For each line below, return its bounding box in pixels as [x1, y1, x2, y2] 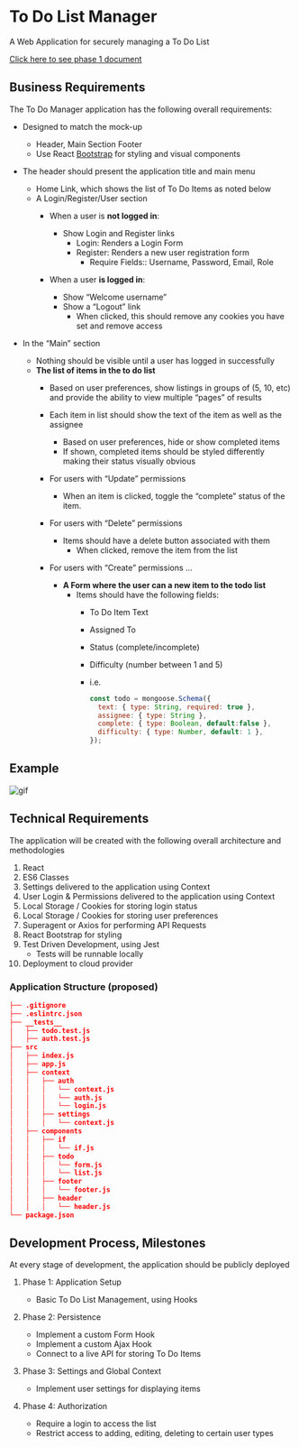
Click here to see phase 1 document [9, 53, 142, 64]
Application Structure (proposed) [9, 981, 159, 993]
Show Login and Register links [62, 227, 176, 238]
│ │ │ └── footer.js [9, 1185, 111, 1194]
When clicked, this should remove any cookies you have [76, 310, 285, 321]
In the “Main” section [22, 337, 101, 348]
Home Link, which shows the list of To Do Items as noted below [35, 183, 272, 194]
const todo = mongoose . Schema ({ [89, 694, 212, 703]
